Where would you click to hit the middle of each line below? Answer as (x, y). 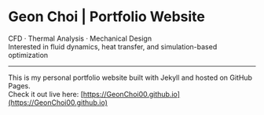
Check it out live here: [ (46, 94)
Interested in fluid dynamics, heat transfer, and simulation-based (113, 46)
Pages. (19, 85)
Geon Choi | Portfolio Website (107, 17)
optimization (28, 55)
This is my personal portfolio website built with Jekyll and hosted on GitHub (130, 77)
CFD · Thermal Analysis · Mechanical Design (80, 38)
